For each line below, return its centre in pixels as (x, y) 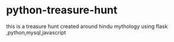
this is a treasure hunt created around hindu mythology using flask (87, 26)
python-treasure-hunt (62, 10)
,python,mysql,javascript (36, 32)
